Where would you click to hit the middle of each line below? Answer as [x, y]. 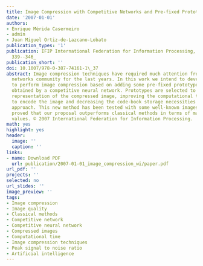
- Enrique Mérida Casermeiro [43, 29]
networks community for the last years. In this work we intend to [98, 79]
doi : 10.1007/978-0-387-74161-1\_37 [52, 68]
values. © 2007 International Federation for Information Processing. [102, 118]
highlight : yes [25, 130]
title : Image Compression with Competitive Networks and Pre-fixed [93, 12]
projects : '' [23, 175]
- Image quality [27, 209]
